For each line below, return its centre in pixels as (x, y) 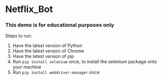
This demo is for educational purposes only (60, 25)
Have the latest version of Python (47, 46)
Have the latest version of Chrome (48, 51)
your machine (27, 67)
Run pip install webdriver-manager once (56, 72)
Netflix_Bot (29, 9)
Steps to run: (19, 36)
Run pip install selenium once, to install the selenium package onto (85, 62)
